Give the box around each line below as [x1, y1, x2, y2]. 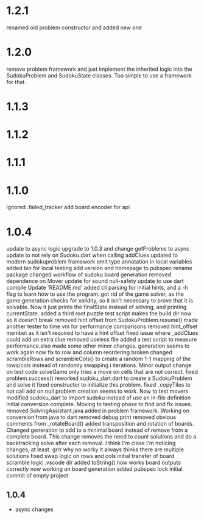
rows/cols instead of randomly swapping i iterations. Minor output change [6, 362, 192, 369]
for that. [6, 78, 26, 85]
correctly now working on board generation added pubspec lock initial [6, 465, 183, 473]
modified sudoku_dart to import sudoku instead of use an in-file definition [6, 394, 191, 401]
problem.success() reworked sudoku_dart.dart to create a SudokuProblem [6, 374, 193, 382]
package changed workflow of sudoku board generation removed [6, 271, 172, 278]
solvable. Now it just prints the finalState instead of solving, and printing [6, 303, 187, 311]
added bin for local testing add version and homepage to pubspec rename [6, 265, 193, 272]
